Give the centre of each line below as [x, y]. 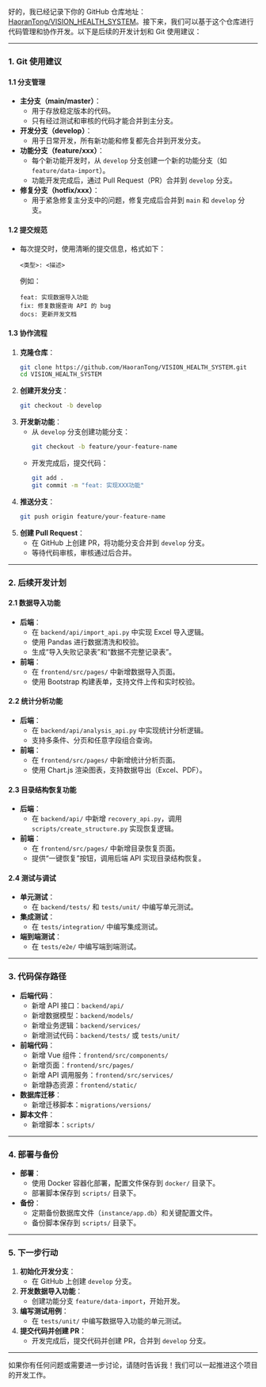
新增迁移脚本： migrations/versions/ [91, 1105]
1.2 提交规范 [28, 229]
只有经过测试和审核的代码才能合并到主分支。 [104, 121]
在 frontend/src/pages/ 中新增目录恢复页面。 [105, 848]
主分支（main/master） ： [60, 101]
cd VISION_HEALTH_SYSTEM [61, 375]
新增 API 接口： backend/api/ [78, 1005]
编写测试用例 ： [44, 1311]
